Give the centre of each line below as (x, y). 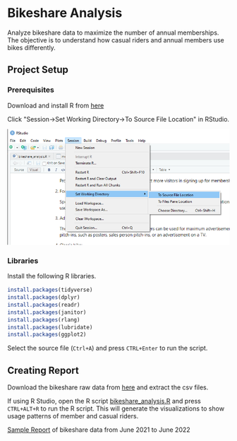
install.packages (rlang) (44, 319)
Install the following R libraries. (52, 276)
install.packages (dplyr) (44, 298)
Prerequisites (31, 90)
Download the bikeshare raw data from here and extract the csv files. (108, 387)
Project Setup (38, 70)
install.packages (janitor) (47, 312)
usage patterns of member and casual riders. (73, 416)
